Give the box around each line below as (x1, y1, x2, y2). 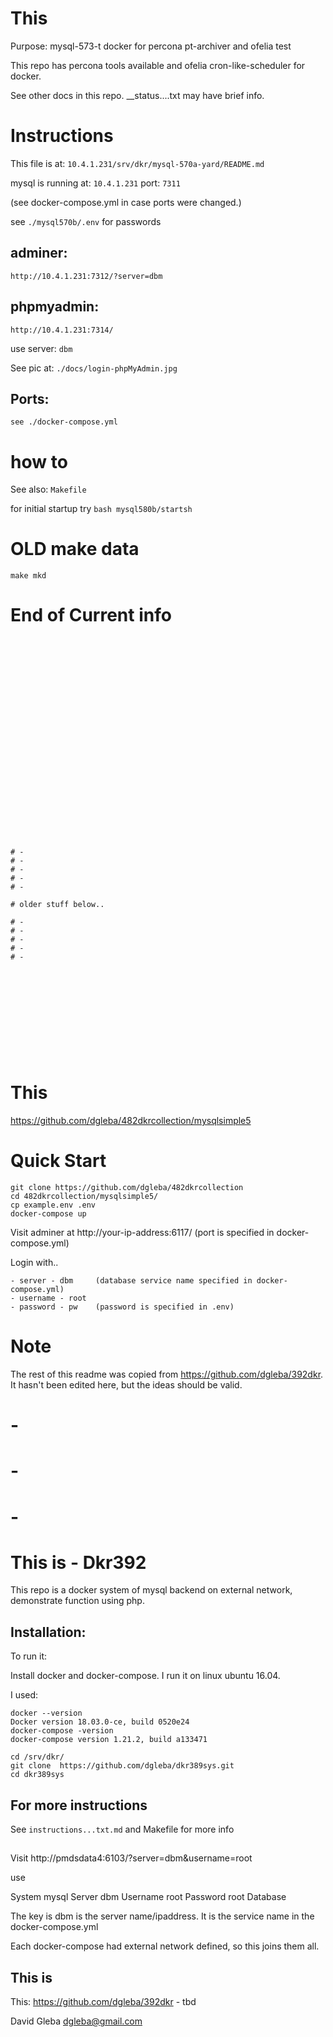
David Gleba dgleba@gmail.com (10, 2015, 143, 2027)
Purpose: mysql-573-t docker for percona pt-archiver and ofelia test (10, 40, 292, 52)
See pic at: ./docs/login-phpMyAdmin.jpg (10, 362, 178, 374)
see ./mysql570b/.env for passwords (10, 215, 162, 227)
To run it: (10, 1650, 48, 1662)
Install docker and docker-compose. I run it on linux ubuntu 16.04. (10, 1670, 281, 1682)
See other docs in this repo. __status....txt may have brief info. (10, 89, 265, 101)
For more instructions (10, 1797, 148, 1814)
